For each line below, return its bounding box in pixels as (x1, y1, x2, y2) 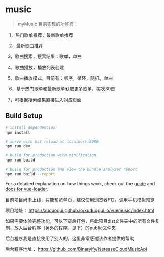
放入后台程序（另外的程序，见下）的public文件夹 (14, 224, 116, 231)
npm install (5, 130, 30, 135)
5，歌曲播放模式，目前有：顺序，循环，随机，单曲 (7, 75, 113, 81)
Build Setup (5, 112, 43, 120)
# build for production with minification (5, 153, 96, 158)
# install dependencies (5, 125, 56, 130)
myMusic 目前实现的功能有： (17, 21, 79, 27)
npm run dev (5, 144, 30, 149)
